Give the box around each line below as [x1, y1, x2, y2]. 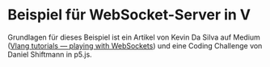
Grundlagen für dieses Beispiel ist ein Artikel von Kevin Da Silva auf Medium [7, 32, 260, 42]
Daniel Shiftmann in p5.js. [7, 49, 92, 59]
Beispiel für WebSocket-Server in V [7, 6, 251, 24]
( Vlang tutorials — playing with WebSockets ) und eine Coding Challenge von [7, 40, 263, 50]
